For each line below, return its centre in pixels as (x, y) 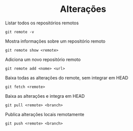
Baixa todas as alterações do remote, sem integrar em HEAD (67, 77)
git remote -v (20, 32)
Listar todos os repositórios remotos (42, 23)
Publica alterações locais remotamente (45, 114)
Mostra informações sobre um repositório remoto (55, 41)
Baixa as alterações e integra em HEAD (45, 96)
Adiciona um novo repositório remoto (43, 59)
